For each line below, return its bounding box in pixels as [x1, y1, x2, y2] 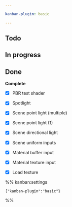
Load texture [12, 169, 38, 175]
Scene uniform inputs [12, 139, 56, 145]
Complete [5, 81, 26, 87]
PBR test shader [12, 90, 45, 96]
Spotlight [12, 100, 31, 106]
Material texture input [12, 159, 56, 165]
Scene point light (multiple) [12, 110, 68, 116]
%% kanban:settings [5, 179, 48, 185]
